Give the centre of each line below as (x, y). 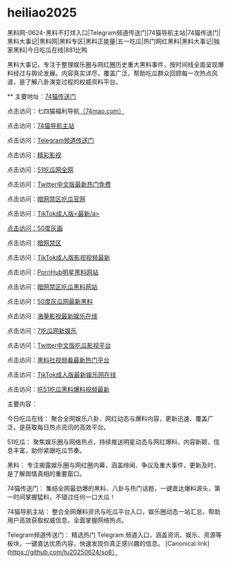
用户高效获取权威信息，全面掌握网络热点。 (67, 520)
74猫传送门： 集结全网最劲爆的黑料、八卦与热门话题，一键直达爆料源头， (111, 488)
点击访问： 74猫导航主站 (41, 125)
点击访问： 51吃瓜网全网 (40, 170)
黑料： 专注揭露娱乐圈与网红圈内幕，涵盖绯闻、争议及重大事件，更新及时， (113, 465)
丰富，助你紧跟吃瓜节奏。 (49, 450)
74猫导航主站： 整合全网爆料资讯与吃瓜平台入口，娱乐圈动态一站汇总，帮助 (114, 511)
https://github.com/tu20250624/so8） (64, 552)
